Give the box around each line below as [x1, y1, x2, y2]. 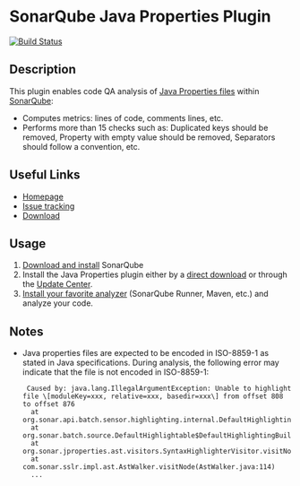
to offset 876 [21, 400, 75, 409]
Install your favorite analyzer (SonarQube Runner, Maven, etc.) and [21, 289, 269, 299]
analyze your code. [21, 298, 94, 308]
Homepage [21, 191, 64, 202]
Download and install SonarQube [21, 260, 144, 271]
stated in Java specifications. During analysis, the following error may [21, 357, 279, 369]
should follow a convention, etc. [21, 141, 141, 152]
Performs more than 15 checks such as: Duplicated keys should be [21, 122, 269, 133]
